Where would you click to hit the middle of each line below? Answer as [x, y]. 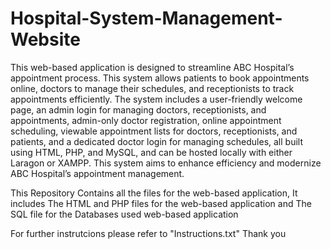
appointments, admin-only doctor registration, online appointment [146, 120]
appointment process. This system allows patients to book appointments [160, 78]
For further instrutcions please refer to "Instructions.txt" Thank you [148, 233]
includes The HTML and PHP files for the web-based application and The [161, 203]
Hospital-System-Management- [146, 18]
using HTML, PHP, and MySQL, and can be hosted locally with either [151, 152]
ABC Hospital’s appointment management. [97, 173]
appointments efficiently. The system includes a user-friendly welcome [156, 99]
